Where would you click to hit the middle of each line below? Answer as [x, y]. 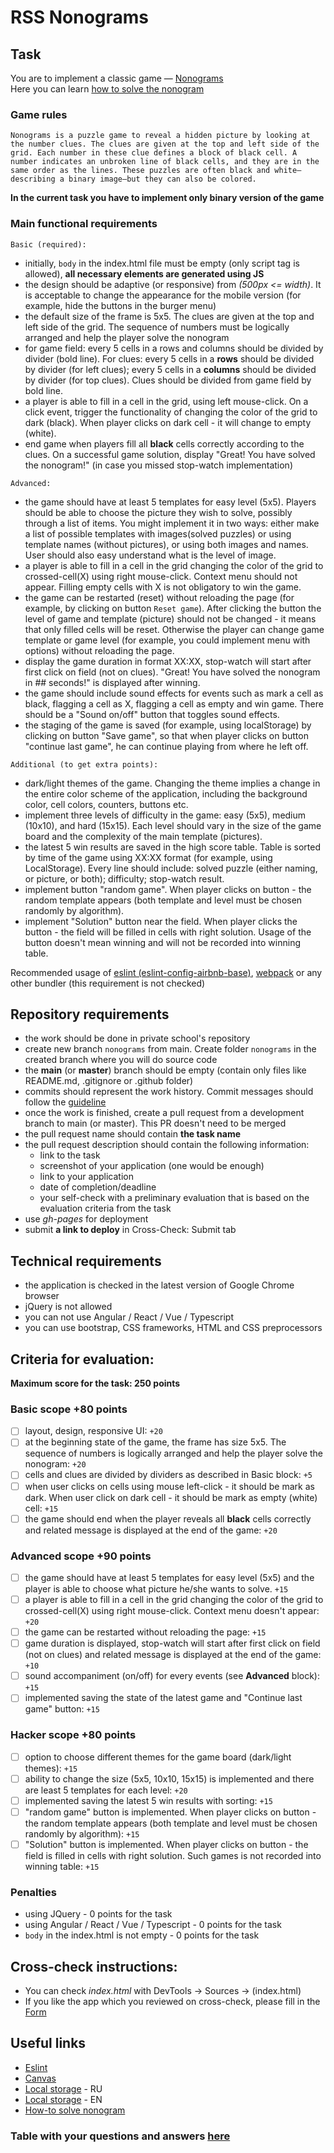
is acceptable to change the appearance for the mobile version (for [163, 295]
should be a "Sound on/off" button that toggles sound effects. [152, 714]
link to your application [86, 1177]
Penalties [33, 1892]
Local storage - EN [63, 2099]
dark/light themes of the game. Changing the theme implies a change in [172, 783]
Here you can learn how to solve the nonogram [107, 89]
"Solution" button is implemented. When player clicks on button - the [166, 1844]
